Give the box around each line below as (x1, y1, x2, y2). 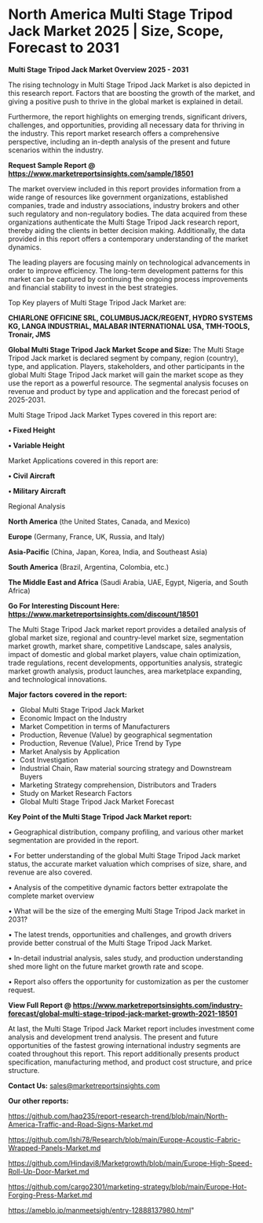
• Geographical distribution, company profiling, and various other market (8, 827, 244, 837)
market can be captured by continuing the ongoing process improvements (8, 274, 249, 283)
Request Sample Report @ (8, 160, 96, 170)
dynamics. (8, 242, 42, 252)
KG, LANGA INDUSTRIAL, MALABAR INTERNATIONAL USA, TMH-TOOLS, (8, 321, 250, 330)
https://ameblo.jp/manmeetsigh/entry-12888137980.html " (8, 1205, 195, 1214)
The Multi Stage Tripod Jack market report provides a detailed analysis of (8, 624, 247, 633)
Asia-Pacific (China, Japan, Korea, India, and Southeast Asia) (8, 547, 208, 557)
